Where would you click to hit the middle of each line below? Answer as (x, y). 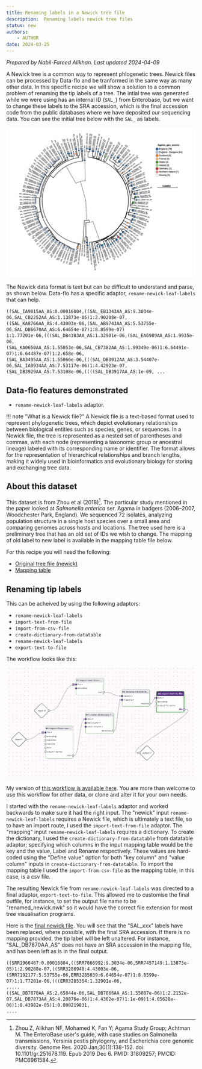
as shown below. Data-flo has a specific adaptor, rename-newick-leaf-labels (101, 293)
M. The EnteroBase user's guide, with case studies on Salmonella (96, 1034)
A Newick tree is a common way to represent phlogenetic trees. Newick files (101, 74)
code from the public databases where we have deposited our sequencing (98, 112)
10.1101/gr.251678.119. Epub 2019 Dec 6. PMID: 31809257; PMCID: (96, 1053)
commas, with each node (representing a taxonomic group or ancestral (94, 442)
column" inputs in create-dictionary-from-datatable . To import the (90, 864)
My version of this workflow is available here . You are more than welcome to (101, 788)
